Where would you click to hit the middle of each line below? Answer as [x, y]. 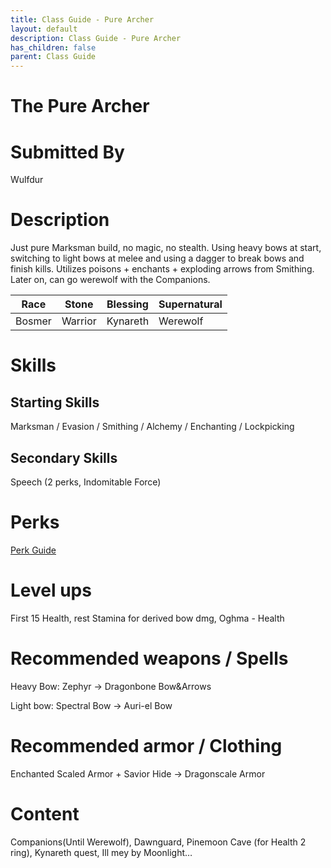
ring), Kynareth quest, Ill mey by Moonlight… [101, 852]
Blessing [127, 304]
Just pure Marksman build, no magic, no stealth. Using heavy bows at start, [166, 248]
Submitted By [67, 152]
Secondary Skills [64, 457]
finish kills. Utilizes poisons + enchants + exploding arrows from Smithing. [162, 269]
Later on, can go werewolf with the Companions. [110, 280]
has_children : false [53, 47]
